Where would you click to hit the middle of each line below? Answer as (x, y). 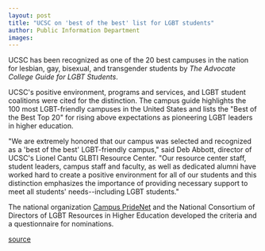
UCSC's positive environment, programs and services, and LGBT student (127, 93)
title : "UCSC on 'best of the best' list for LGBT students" (111, 23)
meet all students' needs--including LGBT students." (94, 192)
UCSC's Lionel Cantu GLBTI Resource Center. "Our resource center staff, (127, 158)
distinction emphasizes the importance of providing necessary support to (128, 184)
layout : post (30, 15)
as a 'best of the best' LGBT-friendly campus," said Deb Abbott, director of (130, 150)
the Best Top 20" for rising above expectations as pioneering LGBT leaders (131, 118)
